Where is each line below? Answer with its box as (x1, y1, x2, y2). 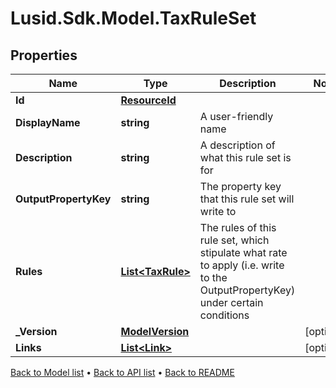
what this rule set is (199, 151, 292, 164)
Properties (10, 47, 78, 64)
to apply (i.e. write (199, 258, 285, 272)
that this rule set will (199, 192, 295, 206)
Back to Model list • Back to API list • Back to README (10, 367, 235, 378)
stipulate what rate (199, 246, 288, 259)
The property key (199, 180, 282, 193)
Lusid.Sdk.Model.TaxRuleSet (10, 7, 257, 30)
